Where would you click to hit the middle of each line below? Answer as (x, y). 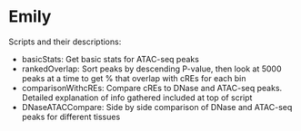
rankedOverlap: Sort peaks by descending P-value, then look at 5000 (152, 69)
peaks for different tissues (71, 117)
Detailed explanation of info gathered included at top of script (137, 98)
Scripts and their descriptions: (65, 42)
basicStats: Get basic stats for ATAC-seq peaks (110, 59)
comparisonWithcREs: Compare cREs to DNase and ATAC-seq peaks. (152, 88)
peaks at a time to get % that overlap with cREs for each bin (134, 78)
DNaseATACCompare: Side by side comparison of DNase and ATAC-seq (157, 107)
